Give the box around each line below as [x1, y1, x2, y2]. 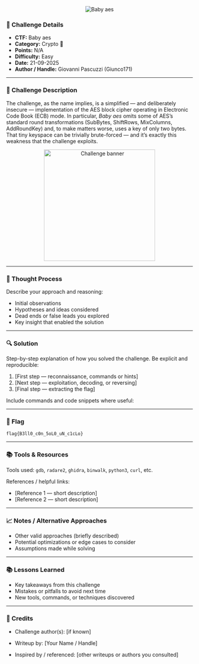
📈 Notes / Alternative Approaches [6, 517, 107, 525]
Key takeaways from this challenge [14, 581, 101, 589]
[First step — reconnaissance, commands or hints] [14, 373, 139, 380]
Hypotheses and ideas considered [14, 306, 99, 313]
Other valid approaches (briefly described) [14, 532, 120, 540]
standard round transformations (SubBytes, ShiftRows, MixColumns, [6, 118, 173, 125]
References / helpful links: [6, 478, 70, 485]
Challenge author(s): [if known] [14, 628, 91, 635]
